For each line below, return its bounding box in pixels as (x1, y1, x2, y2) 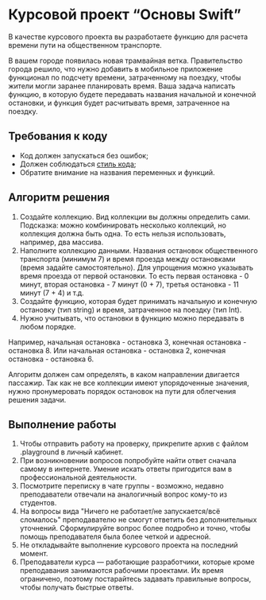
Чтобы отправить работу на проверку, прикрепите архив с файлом (19, 439, 249, 449)
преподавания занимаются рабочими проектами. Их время (19, 566, 224, 575)
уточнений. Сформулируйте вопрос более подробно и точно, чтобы (19, 524, 251, 533)
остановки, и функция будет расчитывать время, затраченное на (8, 98, 230, 107)
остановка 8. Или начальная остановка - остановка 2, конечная (8, 345, 226, 355)
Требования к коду (8, 130, 108, 143)
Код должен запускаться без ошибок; (19, 150, 148, 160)
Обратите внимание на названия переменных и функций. (19, 167, 216, 177)
